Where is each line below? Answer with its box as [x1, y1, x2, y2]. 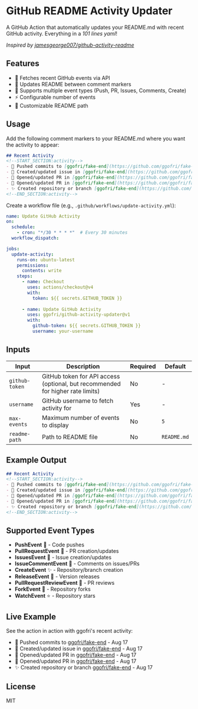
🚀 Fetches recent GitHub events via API [14, 74, 110, 81]
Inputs [6, 345, 31, 355]
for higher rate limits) [42, 387, 100, 395]
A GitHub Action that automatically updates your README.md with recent [6, 24, 184, 31]
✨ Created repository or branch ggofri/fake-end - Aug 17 [14, 664, 153, 671]
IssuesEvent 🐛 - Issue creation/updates [14, 554, 112, 561]
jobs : [6, 245, 19, 252]
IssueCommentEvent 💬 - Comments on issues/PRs [14, 560, 140, 567]
